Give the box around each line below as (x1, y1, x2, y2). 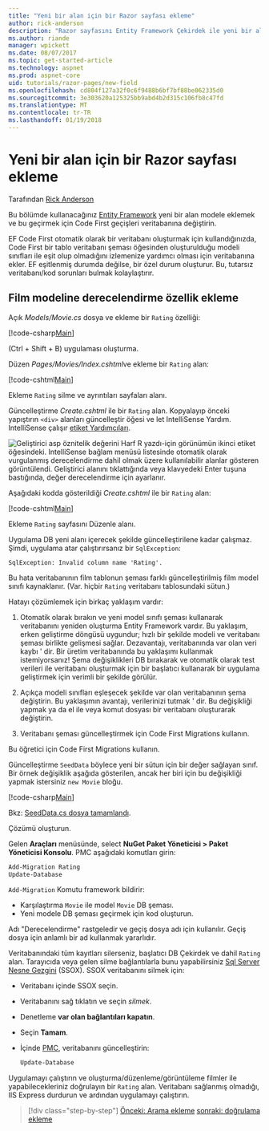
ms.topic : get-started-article (8, 57, 113, 65)
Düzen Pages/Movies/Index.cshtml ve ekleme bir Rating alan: (8, 359, 210, 369)
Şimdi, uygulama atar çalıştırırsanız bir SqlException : (8, 543, 182, 553)
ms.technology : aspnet (8, 64, 84, 72)
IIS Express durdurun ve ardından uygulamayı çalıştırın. (8, 1090, 190, 1100)
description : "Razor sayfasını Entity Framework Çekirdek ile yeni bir (8, 26, 252, 34)
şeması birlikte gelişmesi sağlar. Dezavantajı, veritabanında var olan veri (19, 638, 258, 647)
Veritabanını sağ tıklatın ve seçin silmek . (19, 996, 152, 1007)
